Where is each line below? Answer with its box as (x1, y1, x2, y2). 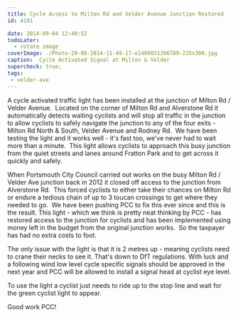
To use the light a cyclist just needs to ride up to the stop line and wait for (7, 281, 222, 289)
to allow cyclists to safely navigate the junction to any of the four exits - (7, 118, 216, 127)
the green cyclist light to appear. (7, 289, 102, 297)
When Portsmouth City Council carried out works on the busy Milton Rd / (7, 170, 221, 179)
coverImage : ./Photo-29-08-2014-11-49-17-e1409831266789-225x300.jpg (7, 50, 218, 57)
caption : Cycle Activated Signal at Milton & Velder (7, 56, 171, 64)
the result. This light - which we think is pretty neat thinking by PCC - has (7, 208, 222, 217)
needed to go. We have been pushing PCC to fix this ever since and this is (7, 200, 226, 209)
